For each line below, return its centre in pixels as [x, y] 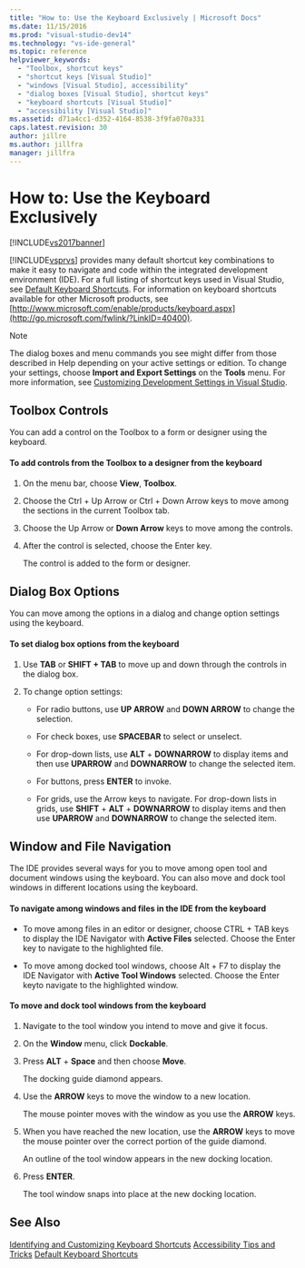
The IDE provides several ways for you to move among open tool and [138, 868]
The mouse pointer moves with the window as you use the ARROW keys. [159, 1114]
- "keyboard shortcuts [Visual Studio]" [95, 102]
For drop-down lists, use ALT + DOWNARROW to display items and [162, 754]
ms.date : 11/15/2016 [49, 26]
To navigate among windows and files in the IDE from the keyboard [138, 908]
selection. [54, 718]
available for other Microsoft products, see [89, 298]
